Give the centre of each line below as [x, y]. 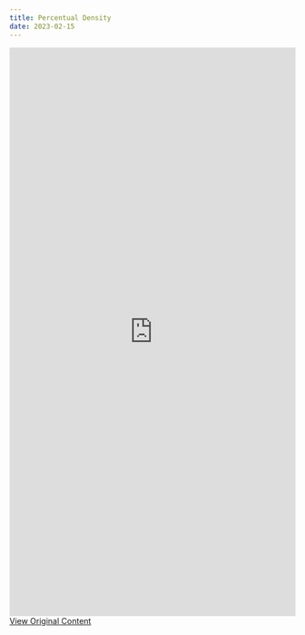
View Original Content [50, 620]
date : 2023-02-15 [42, 26]
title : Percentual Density [60, 18]
